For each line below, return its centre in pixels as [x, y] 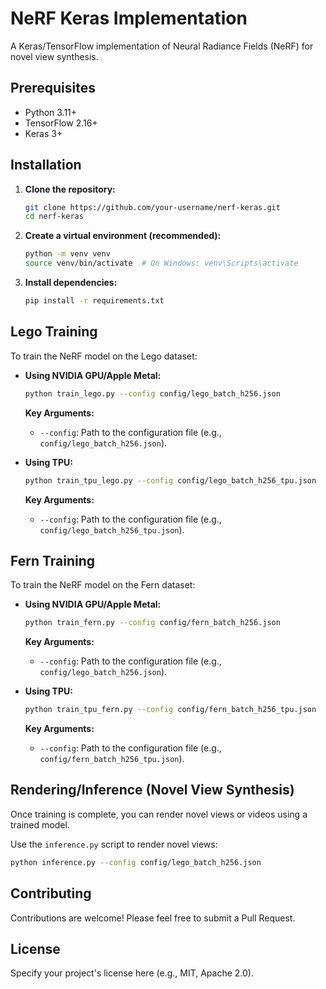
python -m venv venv [67, 254]
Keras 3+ [43, 133]
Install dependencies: [71, 283]
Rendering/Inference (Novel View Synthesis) [152, 790]
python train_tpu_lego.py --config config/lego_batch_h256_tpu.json [170, 480]
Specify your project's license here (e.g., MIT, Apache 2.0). [132, 973]
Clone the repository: [70, 189]
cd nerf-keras [54, 217]
